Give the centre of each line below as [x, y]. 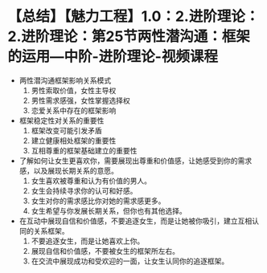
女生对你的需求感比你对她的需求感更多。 [98, 201]
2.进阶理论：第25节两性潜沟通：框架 [129, 37]
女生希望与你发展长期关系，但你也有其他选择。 [109, 210]
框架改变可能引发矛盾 [66, 130]
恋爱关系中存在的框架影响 [74, 110]
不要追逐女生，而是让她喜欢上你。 [88, 241]
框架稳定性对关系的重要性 [62, 120]
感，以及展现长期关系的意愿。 [68, 170]
